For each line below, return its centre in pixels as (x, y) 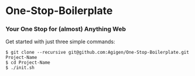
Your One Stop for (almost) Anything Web (66, 29)
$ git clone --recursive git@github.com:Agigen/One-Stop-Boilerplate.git (97, 53)
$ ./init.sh (20, 68)
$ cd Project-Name (28, 63)
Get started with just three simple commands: (60, 42)
